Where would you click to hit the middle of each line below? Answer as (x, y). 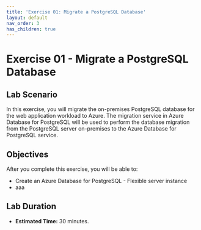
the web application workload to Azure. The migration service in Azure (95, 116)
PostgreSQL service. (32, 135)
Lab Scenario (32, 94)
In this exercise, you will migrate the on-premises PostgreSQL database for (100, 109)
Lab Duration (31, 207)
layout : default (27, 18)
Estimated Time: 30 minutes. (52, 221)
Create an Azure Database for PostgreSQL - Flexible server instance (101, 181)
